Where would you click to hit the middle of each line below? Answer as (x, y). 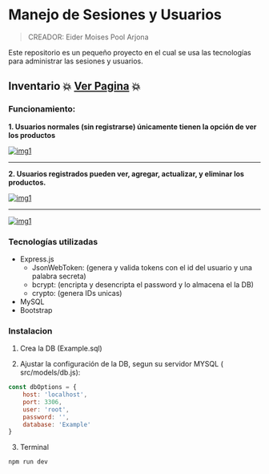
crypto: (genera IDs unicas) (77, 293)
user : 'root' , (46, 409)
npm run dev (28, 462)
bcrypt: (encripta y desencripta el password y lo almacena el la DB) (143, 284)
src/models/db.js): (50, 373)
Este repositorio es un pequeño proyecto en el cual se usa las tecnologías (130, 52)
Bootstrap (36, 310)
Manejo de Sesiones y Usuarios (115, 15)
